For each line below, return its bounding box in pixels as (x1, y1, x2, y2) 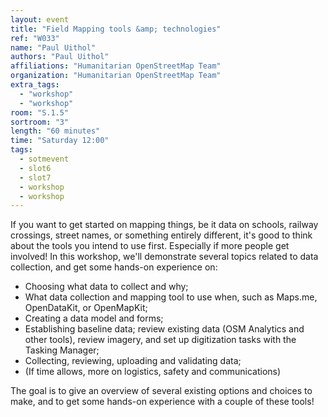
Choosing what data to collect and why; (24, 281, 189, 293)
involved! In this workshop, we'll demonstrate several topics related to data (10, 251, 319, 263)
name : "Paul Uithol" (10, 42, 97, 53)
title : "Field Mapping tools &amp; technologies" (10, 24, 222, 34)
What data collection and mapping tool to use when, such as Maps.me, (24, 291, 318, 303)
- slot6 (19, 163, 52, 173)
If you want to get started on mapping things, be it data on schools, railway (10, 219, 319, 231)
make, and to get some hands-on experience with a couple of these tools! (10, 396, 315, 408)
